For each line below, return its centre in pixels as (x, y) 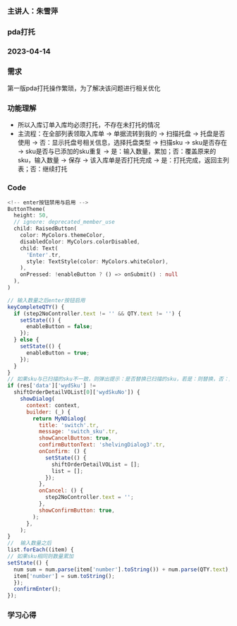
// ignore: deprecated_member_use (64, 222)
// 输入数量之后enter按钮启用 (47, 300)
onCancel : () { (61, 491)
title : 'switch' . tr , (69, 425)
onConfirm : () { (62, 452)
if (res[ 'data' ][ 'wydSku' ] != (52, 386)
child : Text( (39, 248)
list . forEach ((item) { (41, 550)
